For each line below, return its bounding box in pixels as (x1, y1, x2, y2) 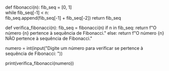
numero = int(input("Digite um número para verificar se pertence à (5, 45, 143, 51)
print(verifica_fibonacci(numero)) (5, 60, 74, 66)
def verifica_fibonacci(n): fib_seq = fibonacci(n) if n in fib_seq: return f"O (5, 25, 157, 31)
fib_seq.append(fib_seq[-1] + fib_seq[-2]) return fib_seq (5, 15, 121, 21)
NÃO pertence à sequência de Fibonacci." (5, 35, 92, 41)
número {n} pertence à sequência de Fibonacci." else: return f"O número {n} (5, 30, 164, 36)
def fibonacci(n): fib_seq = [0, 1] (5, 5, 72, 10)
